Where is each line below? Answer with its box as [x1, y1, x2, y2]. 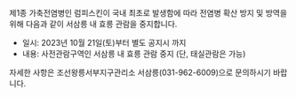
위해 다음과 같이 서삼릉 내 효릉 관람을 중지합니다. [9, 19, 178, 29]
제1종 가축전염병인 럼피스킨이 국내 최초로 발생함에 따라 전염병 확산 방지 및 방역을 [9, 8, 287, 18]
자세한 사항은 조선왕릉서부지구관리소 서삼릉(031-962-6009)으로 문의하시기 [9, 67, 271, 78]
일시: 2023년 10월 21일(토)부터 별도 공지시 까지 [21, 38, 187, 48]
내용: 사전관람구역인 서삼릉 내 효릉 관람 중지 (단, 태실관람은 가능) [21, 48, 246, 59]
